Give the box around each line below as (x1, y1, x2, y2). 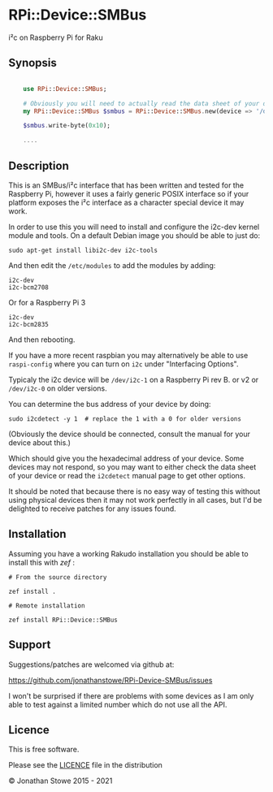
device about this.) (8, 437, 71, 448)
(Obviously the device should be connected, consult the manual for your (8, 429, 250, 439)
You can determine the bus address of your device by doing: (8, 399, 211, 409)
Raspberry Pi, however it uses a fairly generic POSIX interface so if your (8, 188, 249, 198)
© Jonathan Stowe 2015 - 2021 (8, 776, 113, 786)
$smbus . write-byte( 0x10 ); (23, 122, 111, 130)
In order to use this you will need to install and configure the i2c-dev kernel (8, 222, 260, 232)
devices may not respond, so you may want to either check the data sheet (8, 461, 257, 472)
